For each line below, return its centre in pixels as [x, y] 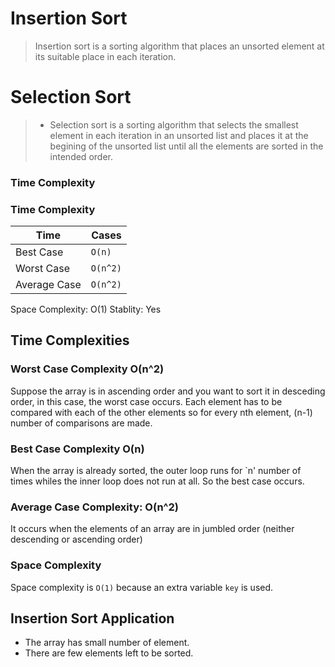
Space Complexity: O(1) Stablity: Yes [86, 309]
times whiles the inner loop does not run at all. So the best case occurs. [157, 481]
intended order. [81, 156]
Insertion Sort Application [92, 618]
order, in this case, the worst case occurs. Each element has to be [146, 401]
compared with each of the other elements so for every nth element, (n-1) [161, 412]
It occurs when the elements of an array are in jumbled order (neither [152, 529]
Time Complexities [70, 340]
